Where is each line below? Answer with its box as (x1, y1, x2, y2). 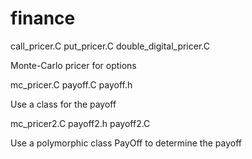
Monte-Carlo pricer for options (10, 59, 137, 71)
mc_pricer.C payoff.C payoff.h (10, 78, 133, 91)
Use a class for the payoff (10, 98, 117, 110)
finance (10, 7, 76, 30)
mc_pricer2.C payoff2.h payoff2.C (10, 117, 151, 129)
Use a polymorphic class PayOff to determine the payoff (10, 137, 242, 149)
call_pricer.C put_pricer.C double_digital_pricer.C (10, 40, 210, 52)
